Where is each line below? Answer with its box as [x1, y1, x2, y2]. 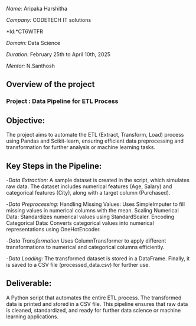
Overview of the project [6, 79, 96, 89]
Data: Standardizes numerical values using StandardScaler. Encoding [6, 213, 175, 220]
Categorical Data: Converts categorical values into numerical [6, 219, 155, 227]
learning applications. [6, 313, 59, 320]
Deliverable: [6, 278, 52, 289]
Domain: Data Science [6, 40, 61, 46]
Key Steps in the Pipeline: [6, 161, 102, 171]
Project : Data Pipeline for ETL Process [6, 97, 119, 105]
